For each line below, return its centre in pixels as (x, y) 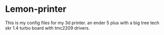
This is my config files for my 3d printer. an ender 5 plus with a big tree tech (82, 23)
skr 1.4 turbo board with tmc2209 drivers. (47, 28)
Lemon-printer (36, 9)
